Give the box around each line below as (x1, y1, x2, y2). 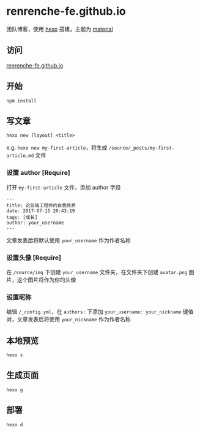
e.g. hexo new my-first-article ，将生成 (6, 144, 108, 151)
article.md (6, 153, 34, 159)
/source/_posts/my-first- (108, 145, 175, 151)
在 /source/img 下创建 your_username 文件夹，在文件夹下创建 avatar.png (6, 268, 188, 275)
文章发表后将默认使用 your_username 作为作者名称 (6, 236, 131, 243)
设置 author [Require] (6, 169, 70, 177)
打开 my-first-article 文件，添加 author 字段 (6, 183, 121, 191)
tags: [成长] (6, 214, 38, 220)
